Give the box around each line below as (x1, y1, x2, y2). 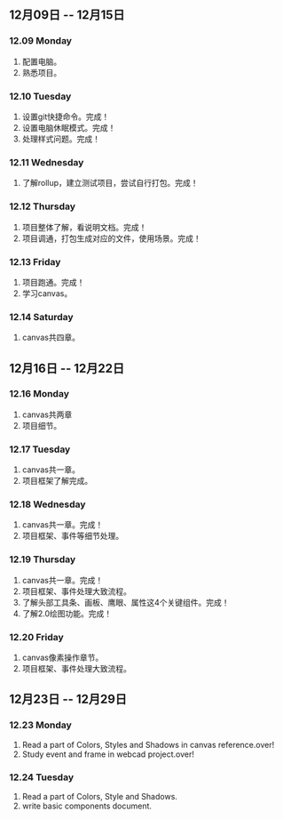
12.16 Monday (9, 388, 69, 400)
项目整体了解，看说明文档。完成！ (21, 221, 147, 232)
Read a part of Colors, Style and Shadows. (21, 792, 177, 802)
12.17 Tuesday (9, 443, 71, 455)
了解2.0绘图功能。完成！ (21, 607, 113, 619)
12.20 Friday (9, 631, 64, 643)
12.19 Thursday (9, 553, 76, 566)
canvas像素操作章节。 (21, 652, 104, 663)
